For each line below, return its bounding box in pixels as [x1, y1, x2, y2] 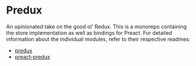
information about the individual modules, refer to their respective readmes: [6, 35, 191, 42]
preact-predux [14, 53, 50, 60]
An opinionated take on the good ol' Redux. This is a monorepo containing [6, 23, 187, 30]
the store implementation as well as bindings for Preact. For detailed [6, 29, 172, 36]
